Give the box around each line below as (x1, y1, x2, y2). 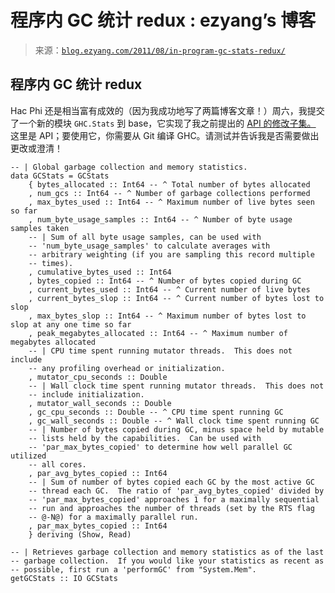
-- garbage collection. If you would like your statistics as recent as (10, 556, 325, 566)
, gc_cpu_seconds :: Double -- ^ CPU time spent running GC (28, 407, 284, 417)
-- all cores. (28, 459, 87, 470)
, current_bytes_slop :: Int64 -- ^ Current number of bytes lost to (28, 293, 325, 303)
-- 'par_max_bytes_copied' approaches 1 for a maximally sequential (28, 494, 320, 505)
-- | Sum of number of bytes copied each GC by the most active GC (28, 477, 315, 487)
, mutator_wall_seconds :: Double (28, 398, 172, 408)
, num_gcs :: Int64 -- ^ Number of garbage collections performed (28, 188, 311, 198)
